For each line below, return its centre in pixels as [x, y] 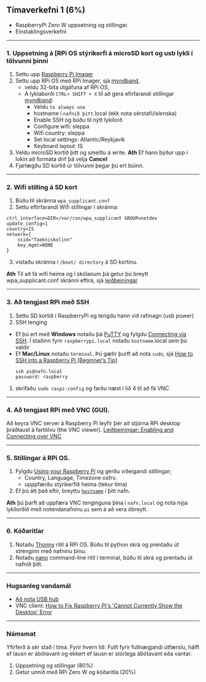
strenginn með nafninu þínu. [51, 551]
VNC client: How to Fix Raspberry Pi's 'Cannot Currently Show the [99, 605]
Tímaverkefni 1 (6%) [46, 10]
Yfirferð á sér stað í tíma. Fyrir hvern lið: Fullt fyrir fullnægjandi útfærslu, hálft [103, 647]
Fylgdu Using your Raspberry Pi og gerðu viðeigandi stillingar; [93, 471]
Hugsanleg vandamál [39, 586]
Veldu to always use [59, 107]
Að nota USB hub [37, 599]
